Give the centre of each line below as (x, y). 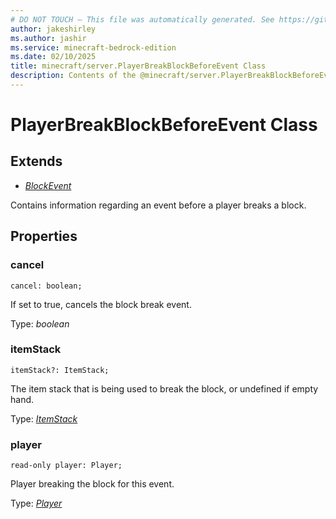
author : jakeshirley (53, 29)
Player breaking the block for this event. (92, 484)
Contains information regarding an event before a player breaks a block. (158, 205)
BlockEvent (48, 185)
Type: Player (36, 503)
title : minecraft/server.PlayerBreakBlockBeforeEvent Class (138, 66)
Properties (44, 236)
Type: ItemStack (44, 418)
